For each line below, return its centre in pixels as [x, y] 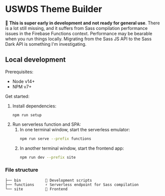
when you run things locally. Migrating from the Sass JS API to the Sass [78, 39]
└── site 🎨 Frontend [37, 189]
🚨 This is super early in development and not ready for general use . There [82, 23]
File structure [22, 170]
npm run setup [27, 115]
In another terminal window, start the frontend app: [72, 148]
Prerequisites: [19, 72]
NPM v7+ [22, 87]
